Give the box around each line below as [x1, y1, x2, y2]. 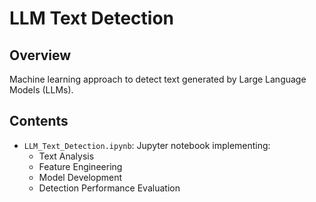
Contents [9, 113, 69, 130]
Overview [9, 47, 72, 64]
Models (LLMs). [9, 84, 74, 96]
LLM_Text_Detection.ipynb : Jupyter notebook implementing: [23, 139, 271, 151]
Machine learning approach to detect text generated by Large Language [9, 73, 307, 85]
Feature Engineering [38, 160, 123, 172]
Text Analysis [38, 150, 95, 162]
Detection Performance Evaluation [38, 182, 181, 194]
